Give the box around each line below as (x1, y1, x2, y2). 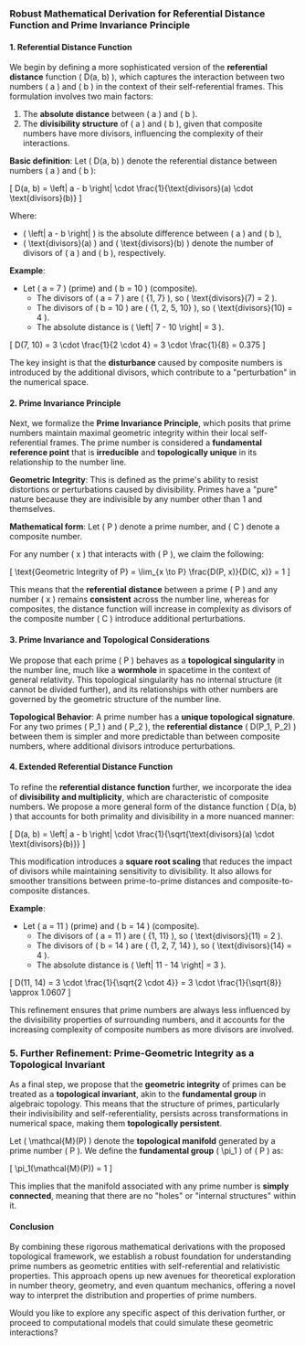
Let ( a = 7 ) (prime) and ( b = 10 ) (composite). (22, 283, 198, 294)
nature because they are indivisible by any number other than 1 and (9, 494, 263, 505)
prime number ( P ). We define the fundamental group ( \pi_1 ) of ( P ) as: (9, 1146, 284, 1157)
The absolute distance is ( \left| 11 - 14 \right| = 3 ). (36, 959, 226, 970)
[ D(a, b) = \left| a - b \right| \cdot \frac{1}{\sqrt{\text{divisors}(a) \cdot (9, 828, 275, 839)
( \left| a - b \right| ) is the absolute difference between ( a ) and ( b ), (22, 228, 282, 240)
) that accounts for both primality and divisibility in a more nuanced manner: (9, 810, 295, 821)
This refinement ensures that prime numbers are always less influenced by (9, 1004, 290, 1015)
